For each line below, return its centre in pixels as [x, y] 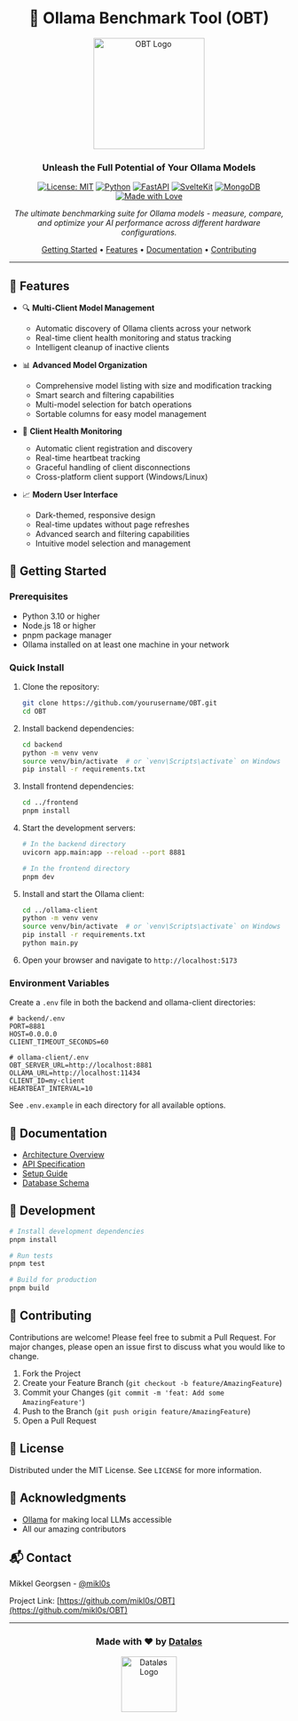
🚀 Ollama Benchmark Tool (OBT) [149, 18]
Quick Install [37, 668]
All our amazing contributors [74, 1529]
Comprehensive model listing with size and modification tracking [153, 386]
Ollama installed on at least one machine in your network [125, 644]
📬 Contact [40, 1558]
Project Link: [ [35, 1601]
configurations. [149, 232]
